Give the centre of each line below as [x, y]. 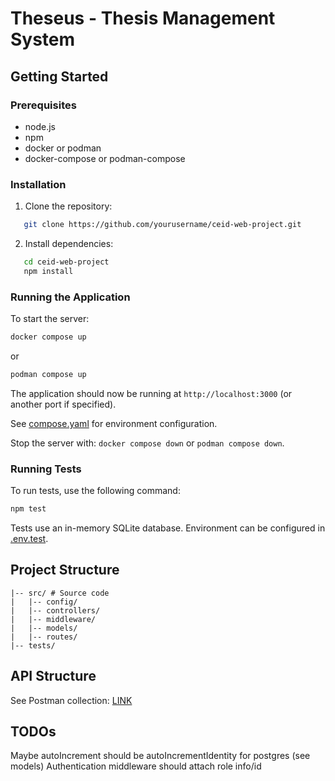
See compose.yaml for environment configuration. [114, 423]
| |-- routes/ [44, 637]
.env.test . [29, 539]
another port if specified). [63, 404]
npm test [28, 509]
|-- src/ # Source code [60, 593]
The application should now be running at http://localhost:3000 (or [151, 393]
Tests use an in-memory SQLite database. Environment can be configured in [168, 528]
